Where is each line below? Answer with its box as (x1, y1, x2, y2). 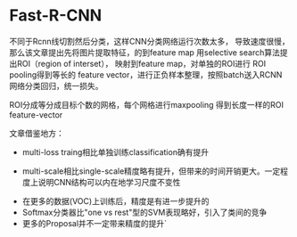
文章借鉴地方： (9, 127, 64, 138)
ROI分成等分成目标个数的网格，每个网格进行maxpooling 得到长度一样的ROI (9, 99, 284, 110)
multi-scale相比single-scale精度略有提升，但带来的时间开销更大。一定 (21, 166, 281, 176)
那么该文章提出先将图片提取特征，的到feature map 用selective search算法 (9, 46, 281, 58)
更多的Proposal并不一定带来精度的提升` (21, 217, 168, 228)
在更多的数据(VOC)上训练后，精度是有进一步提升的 (21, 195, 210, 206)
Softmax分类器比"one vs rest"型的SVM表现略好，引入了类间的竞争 (21, 207, 268, 217)
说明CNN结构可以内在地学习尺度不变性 (37, 176, 181, 187)
